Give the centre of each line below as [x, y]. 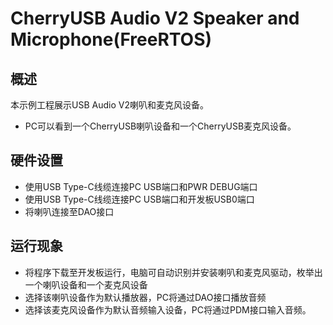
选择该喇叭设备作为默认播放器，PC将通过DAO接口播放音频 [145, 297]
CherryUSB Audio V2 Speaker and [155, 18]
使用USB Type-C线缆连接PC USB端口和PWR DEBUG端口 [141, 186]
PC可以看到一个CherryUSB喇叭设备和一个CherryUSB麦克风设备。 [160, 126]
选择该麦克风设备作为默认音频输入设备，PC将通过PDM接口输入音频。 [168, 309]
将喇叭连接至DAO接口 [69, 211]
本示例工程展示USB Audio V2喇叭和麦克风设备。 [109, 105]
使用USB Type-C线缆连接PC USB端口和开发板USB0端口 [139, 199]
